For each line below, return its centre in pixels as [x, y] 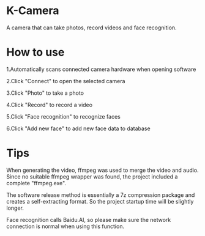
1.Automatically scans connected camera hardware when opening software [101, 69]
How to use [35, 52]
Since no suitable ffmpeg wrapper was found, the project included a [92, 176]
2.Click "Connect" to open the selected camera [66, 81]
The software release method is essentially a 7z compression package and [101, 195]
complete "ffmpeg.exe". [36, 183]
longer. [15, 208]
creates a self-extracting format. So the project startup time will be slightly [100, 201]
